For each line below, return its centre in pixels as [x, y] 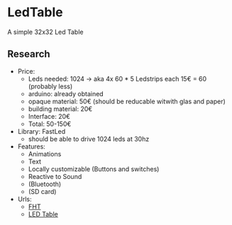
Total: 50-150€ [50, 124]
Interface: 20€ [49, 116]
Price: [26, 71]
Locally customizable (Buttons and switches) [94, 169]
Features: [32, 146]
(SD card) [42, 191]
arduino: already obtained [66, 93]
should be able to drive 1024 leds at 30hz [89, 139]
